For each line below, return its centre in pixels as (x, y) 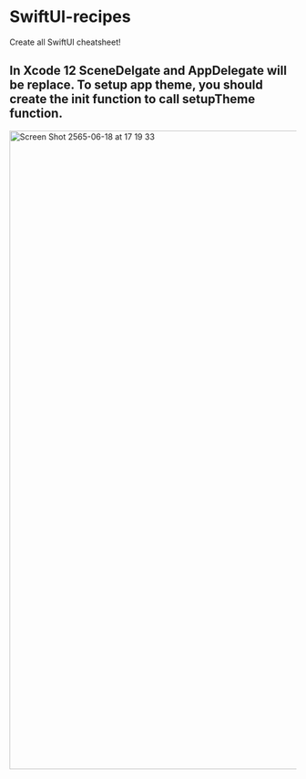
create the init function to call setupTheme (133, 99)
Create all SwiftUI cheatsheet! (65, 42)
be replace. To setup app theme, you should (136, 85)
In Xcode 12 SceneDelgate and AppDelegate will (148, 71)
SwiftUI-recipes (70, 17)
